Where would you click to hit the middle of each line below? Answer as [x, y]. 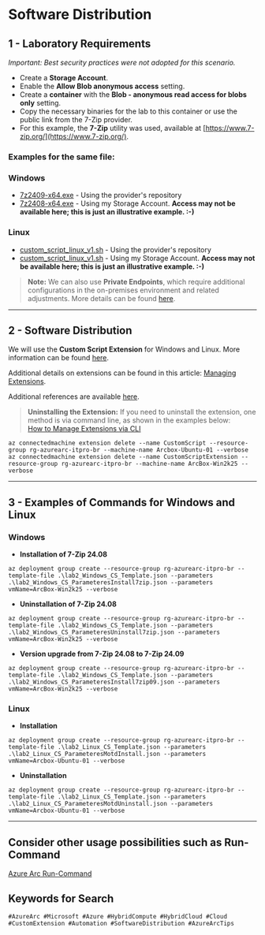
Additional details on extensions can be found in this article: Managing [122, 373]
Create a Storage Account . [64, 78]
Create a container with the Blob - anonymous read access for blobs [133, 95]
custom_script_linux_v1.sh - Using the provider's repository [115, 249]
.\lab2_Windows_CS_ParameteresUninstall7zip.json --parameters [114, 632]
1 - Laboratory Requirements [80, 44]
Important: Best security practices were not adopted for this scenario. [122, 62]
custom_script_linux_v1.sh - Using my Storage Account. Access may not [137, 258]
